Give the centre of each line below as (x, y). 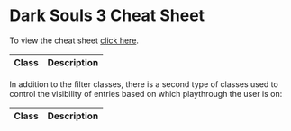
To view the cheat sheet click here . (74, 40)
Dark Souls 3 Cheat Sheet (107, 16)
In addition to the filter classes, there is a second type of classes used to (144, 84)
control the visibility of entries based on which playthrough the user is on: (146, 93)
